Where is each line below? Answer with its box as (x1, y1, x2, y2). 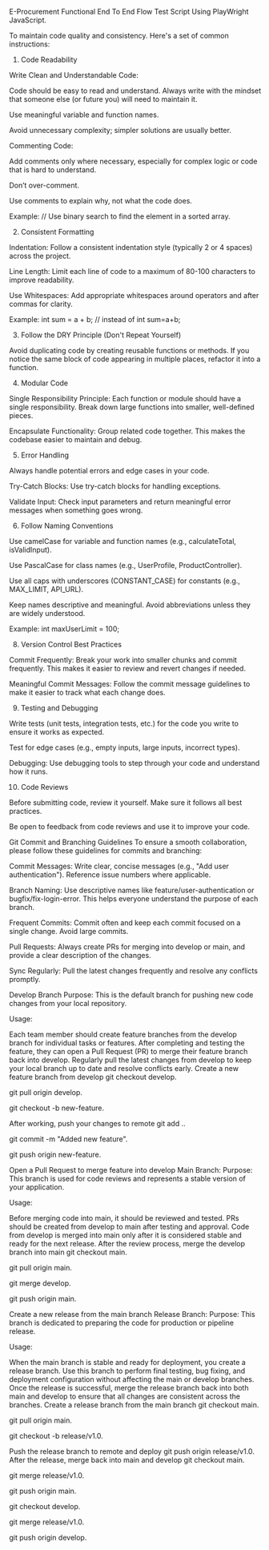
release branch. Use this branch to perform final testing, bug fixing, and (9, 1366, 246, 1375)
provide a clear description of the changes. (9, 951, 151, 960)
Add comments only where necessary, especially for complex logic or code (9, 156, 258, 166)
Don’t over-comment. (9, 180, 79, 190)
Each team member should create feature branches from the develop (9, 1029, 237, 1039)
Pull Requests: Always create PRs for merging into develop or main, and (9, 942, 246, 952)
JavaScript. (9, 15, 47, 25)
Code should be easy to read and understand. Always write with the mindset (9, 86, 262, 95)
